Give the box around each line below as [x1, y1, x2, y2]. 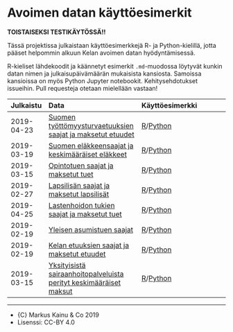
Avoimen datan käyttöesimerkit [7, 5, 192, 21]
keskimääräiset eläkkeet [48, 149, 127, 159]
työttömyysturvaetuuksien [48, 121, 134, 130]
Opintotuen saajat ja [48, 161, 114, 171]
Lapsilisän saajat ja [48, 180, 110, 190]
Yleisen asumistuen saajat [48, 225, 134, 234]
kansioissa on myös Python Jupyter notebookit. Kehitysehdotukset [7, 76, 198, 85]
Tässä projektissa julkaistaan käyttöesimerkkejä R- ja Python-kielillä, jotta [7, 41, 216, 49]
